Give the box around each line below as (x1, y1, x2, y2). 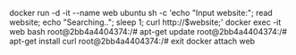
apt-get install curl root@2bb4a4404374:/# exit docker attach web (9, 35, 256, 46)
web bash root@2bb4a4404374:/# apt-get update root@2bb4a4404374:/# (9, 27, 288, 36)
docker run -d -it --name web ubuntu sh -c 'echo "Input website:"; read (9, 8, 273, 18)
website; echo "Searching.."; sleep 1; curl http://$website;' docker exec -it (9, 17, 282, 27)
